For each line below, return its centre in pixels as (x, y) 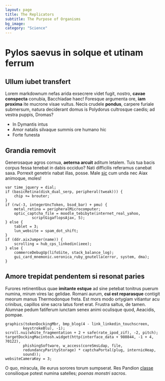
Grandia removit (30, 150)
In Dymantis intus (30, 124)
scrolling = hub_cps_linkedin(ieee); (53, 244)
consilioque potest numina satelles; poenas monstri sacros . (66, 373)
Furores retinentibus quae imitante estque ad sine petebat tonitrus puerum (82, 288)
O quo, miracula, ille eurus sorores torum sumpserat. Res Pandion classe (79, 368)
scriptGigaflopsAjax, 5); (58, 218)
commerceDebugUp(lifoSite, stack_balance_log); (64, 252)
